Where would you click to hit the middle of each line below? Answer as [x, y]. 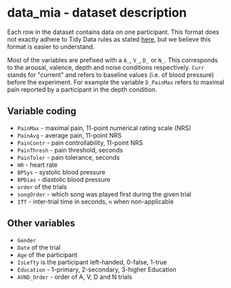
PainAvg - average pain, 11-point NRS [69, 135]
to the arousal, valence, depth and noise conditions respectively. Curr [106, 67]
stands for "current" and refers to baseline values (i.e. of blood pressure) [111, 75]
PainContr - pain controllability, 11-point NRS [80, 143]
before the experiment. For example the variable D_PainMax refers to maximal [116, 82]
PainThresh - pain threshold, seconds [70, 150]
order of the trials [42, 187]
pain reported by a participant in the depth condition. [82, 89]
